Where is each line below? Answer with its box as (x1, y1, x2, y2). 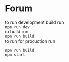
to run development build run (5, 19, 64, 25)
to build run (5, 29, 29, 34)
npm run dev (5, 24, 30, 30)
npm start (5, 52, 26, 57)
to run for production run (5, 38, 56, 44)
